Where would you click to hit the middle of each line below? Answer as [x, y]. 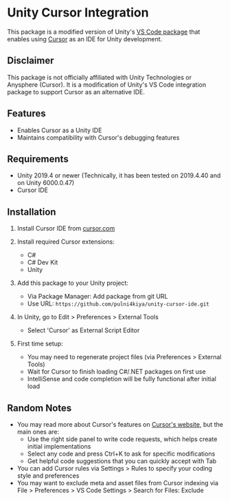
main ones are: [38, 432]
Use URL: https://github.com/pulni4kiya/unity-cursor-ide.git [118, 303]
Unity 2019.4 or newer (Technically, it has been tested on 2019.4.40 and [119, 175]
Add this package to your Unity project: [73, 283]
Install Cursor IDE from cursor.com [66, 228]
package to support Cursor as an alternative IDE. [76, 92]
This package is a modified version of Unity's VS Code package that [104, 32]
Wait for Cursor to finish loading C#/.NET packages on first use [116, 372]
